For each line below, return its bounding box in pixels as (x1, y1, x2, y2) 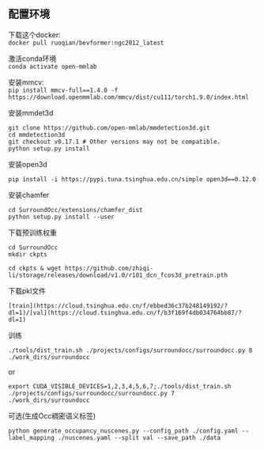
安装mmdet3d (8, 108, 54, 117)
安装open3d (8, 159, 47, 168)
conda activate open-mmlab (8, 62, 97, 70)
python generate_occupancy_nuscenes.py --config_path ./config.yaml (8, 426, 239, 435)
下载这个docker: (8, 30, 61, 40)
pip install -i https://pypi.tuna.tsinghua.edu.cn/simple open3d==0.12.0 (8, 175, 257, 183)
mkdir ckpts (8, 250, 47, 259)
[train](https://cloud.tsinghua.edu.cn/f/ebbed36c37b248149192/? (8, 301, 228, 310)
